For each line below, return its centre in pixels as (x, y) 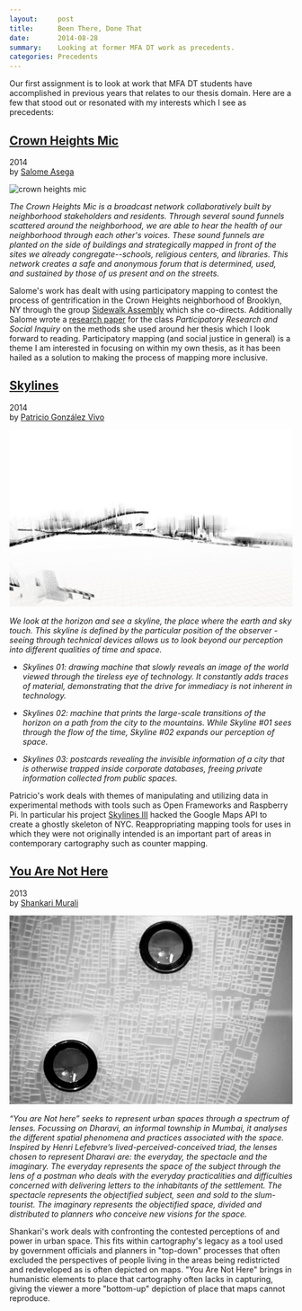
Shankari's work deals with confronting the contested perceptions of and (145, 1231)
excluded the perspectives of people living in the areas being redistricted (145, 1260)
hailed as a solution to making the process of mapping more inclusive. (138, 357)
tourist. (22, 1204)
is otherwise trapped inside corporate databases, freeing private (142, 768)
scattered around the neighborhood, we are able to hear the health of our (146, 226)
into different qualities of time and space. (86, 649)
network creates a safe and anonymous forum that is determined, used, (143, 263)
